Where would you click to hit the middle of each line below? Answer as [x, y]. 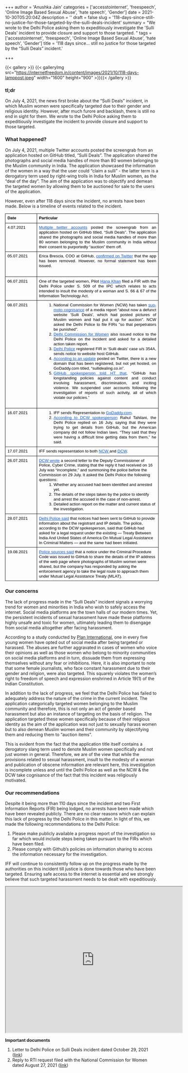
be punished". [66, 329]
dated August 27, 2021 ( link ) [40, 1065]
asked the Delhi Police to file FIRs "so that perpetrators [105, 324]
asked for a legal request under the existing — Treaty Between [95, 533]
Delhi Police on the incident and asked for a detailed [105, 339]
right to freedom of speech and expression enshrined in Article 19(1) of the [80, 678]
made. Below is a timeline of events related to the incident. [64, 206]
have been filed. [28, 844]
